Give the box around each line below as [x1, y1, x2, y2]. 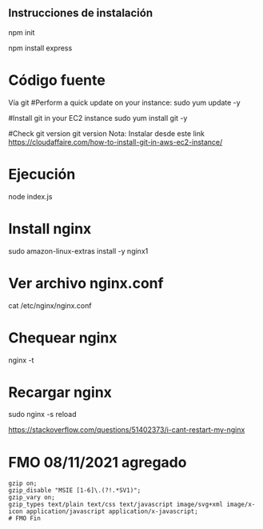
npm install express [8, 43, 73, 53]
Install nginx [8, 219, 92, 238]
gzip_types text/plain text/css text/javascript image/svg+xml [8, 500, 224, 509]
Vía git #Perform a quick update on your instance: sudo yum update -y [8, 98, 241, 107]
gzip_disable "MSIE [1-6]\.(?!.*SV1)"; [8, 487, 141, 495]
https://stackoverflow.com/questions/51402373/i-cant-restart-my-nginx [8, 425, 245, 435]
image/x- [226, 500, 256, 509]
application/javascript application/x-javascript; [26, 507, 198, 515]
